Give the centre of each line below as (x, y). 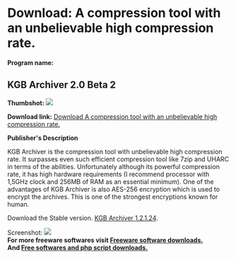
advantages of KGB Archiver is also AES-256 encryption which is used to (114, 189)
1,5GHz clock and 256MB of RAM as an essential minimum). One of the (111, 181)
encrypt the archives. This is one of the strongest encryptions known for (113, 197)
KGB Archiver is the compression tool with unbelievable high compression (115, 151)
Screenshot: (25, 232)
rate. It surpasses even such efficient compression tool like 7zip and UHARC (118, 159)
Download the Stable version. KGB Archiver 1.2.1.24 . (83, 218)
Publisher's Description (43, 138)
